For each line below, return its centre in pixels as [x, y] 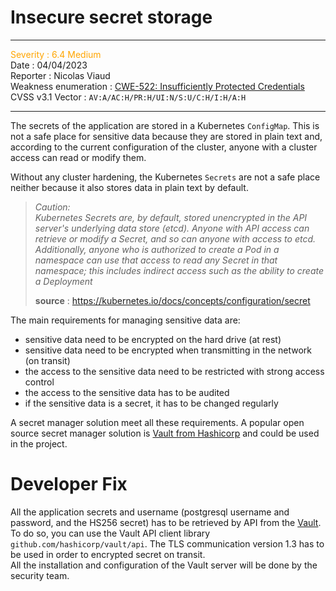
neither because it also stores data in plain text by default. [129, 187]
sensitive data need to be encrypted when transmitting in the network [168, 350]
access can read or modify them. [78, 157]
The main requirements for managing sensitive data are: [125, 320]
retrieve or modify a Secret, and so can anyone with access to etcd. [175, 238]
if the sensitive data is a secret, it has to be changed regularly [151, 403]
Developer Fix [69, 484]
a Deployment [63, 281]
